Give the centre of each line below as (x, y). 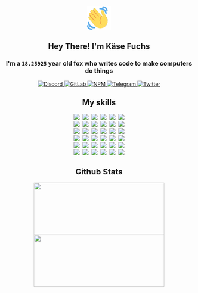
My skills (99, 103)
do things (99, 71)
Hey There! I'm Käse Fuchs (99, 47)
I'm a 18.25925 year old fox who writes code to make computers (99, 64)
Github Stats (99, 172)
